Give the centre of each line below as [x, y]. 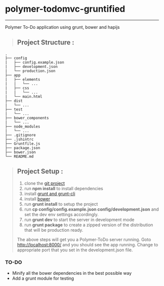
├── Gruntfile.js [23, 143]
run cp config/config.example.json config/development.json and [92, 209]
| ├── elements [23, 79]
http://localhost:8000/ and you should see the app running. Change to [88, 244]
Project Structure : [46, 43]
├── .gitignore [20, 135]
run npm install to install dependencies [64, 188]
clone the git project [44, 183]
